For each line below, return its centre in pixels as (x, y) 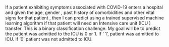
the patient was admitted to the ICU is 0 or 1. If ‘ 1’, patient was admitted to (82, 34)
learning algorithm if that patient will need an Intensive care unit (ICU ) (78, 23)
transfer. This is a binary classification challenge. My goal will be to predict (83, 28)
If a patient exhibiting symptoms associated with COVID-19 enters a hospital (84, 7)
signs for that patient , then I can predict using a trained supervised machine (84, 18)
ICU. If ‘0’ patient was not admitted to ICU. (49, 39)
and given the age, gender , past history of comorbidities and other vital (80, 12)
